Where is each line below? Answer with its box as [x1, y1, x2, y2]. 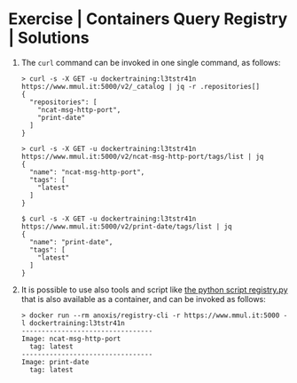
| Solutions [8, 28, 90, 48]
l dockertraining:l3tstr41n [20, 318, 125, 328]
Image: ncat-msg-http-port [20, 334, 121, 343]
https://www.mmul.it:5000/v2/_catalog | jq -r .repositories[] [20, 82, 261, 91]
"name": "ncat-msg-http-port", [29, 167, 145, 177]
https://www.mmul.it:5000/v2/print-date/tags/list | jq [20, 222, 232, 231]
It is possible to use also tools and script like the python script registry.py [20, 284, 288, 295]
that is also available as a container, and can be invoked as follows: [20, 293, 267, 304]
